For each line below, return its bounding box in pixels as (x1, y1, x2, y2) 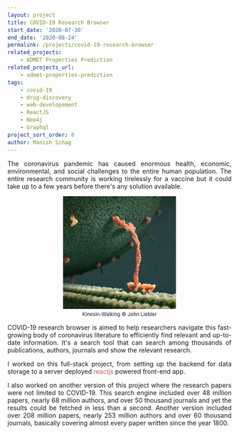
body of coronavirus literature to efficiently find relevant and (33, 330, 211, 339)
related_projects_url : (7, 64, 75, 71)
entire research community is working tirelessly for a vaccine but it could (7, 174, 232, 183)
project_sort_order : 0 (7, 131, 75, 139)
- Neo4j (20, 116, 43, 124)
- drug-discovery (20, 94, 72, 101)
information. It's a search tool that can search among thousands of (23, 338, 232, 347)
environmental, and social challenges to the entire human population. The (7, 167, 232, 175)
